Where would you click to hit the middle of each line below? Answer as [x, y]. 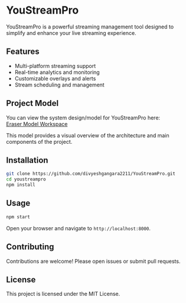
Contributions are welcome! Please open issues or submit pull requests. [93, 261]
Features [23, 52]
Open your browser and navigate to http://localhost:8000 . [79, 228]
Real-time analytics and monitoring [57, 72]
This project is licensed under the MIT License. [63, 294]
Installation [27, 160]
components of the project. [39, 141]
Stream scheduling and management [59, 85]
